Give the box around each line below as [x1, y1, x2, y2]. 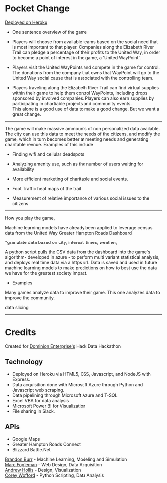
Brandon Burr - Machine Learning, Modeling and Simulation [5, 456, 127, 462]
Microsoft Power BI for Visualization [12, 403, 86, 409]
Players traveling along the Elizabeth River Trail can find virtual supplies [12, 84, 159, 90]
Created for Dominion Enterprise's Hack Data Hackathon [5, 343, 121, 349]
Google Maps [12, 436, 40, 442]
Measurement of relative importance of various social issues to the [12, 195, 150, 201]
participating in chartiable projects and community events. [12, 100, 132, 106]
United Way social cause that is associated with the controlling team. [12, 75, 154, 81]
